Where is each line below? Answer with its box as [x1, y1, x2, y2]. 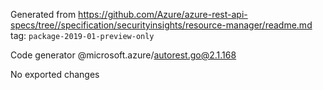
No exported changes [10, 69, 100, 80]
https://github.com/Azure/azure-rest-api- [78, 9, 248, 20]
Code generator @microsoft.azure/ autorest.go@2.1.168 [10, 49, 237, 61]
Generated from [10, 9, 77, 20]
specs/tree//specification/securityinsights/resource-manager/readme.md [10, 19, 313, 31]
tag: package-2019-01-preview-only [10, 30, 155, 41]
